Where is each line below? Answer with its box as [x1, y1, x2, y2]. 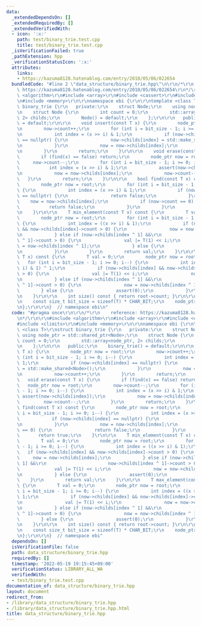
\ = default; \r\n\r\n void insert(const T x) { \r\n [17, 121, 157, 127]
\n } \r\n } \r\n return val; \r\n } [17, 248, 178, 255]
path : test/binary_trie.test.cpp [17, 37, 100, 43]
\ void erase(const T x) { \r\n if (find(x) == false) [17, 377, 178, 383]
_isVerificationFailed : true [11, 48, 84, 54]
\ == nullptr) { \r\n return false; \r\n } [17, 192, 191, 198]
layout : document [6, 588, 50, 594]
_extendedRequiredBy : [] [11, 20, 74, 26]
